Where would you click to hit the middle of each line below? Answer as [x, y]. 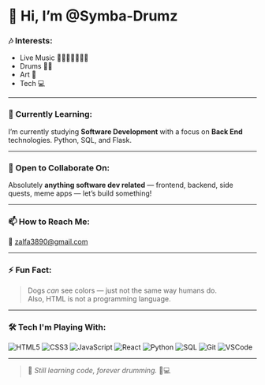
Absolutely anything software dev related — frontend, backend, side [121, 185]
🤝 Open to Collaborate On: [59, 167]
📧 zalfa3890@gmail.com [48, 242]
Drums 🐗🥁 [36, 66]
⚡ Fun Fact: [30, 270]
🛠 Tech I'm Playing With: [57, 327]
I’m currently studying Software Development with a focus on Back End [125, 131]
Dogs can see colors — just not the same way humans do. [122, 290]
